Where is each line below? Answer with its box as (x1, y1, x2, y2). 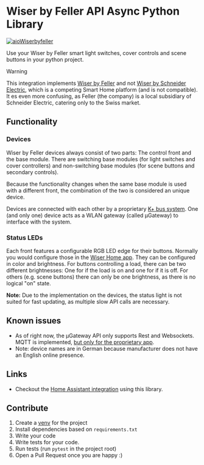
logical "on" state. (6, 279, 52, 287)
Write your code (15, 432, 56, 439)
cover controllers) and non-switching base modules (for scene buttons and (6, 162, 195, 169)
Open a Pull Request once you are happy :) (15, 452, 123, 459)
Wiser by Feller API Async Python (6, 4, 180, 18)
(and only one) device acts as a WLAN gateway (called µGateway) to (6, 211, 178, 219)
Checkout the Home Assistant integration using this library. (15, 385, 163, 392)
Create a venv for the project (15, 419, 88, 427)
